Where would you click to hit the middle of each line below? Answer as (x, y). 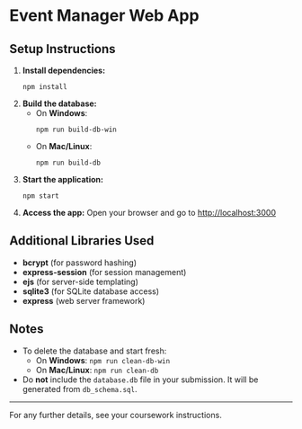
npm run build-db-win (76, 130)
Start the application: (63, 179)
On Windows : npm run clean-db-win (103, 360)
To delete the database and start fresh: (94, 351)
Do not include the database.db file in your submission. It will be (140, 380)
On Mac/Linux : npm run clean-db (97, 370)
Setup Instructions (62, 49)
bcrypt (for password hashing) (80, 263)
